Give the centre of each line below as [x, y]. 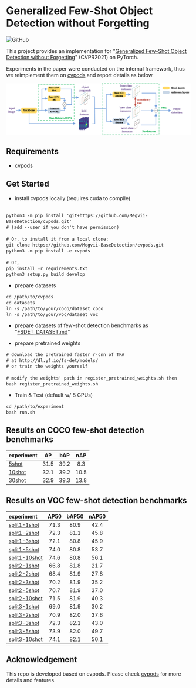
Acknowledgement [42, 659]
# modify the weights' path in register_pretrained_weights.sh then [92, 378]
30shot [17, 480]
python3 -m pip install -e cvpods [48, 251]
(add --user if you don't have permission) [65, 227]
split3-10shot [26, 639]
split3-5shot [24, 632]
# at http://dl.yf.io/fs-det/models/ [52, 360]
